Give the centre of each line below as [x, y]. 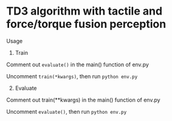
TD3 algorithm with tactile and [84, 11]
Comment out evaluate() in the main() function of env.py [77, 64]
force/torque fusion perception [86, 24]
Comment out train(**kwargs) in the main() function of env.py [83, 100]
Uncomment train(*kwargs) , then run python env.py [72, 76]
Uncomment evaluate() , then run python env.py [67, 111]
